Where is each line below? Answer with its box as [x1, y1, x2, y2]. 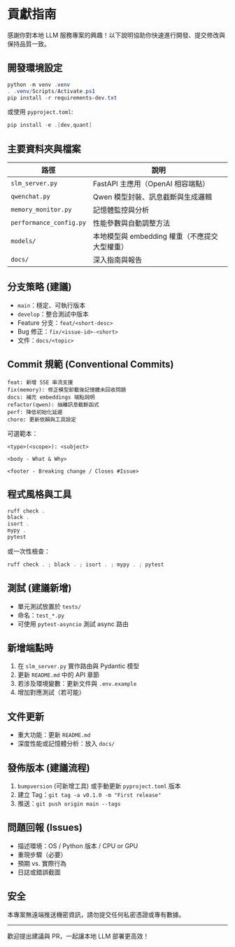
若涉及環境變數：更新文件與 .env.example [17, 679, 137, 688]
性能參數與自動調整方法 [92, 219, 170, 228]
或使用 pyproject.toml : [7, 108, 73, 116]
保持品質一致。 [7, 39, 50, 48]
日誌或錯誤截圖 [17, 868, 61, 876]
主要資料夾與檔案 [7, 143, 81, 155]
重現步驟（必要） [17, 850, 67, 859]
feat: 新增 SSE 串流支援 [7, 379, 73, 386]
